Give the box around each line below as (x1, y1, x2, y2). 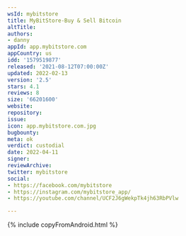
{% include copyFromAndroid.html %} (7, 220, 118, 229)
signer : (7, 155, 30, 163)
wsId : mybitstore (7, 10, 59, 18)
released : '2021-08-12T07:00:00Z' (7, 63, 110, 70)
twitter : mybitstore (7, 168, 69, 176)
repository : (7, 109, 42, 116)
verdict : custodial (7, 142, 65, 150)
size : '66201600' (7, 96, 59, 103)
